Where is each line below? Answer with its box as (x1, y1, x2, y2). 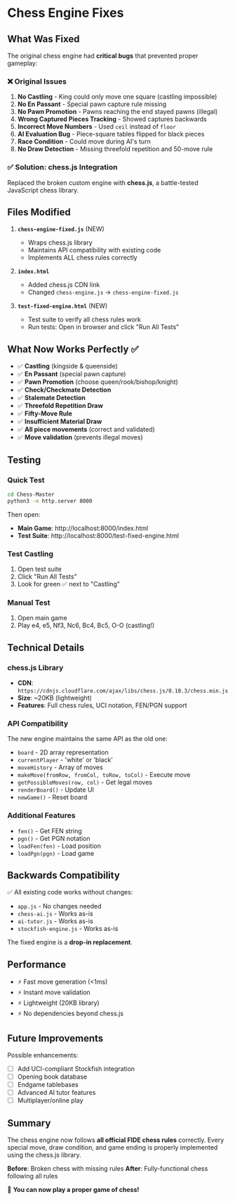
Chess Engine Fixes (7, 5, 124, 21)
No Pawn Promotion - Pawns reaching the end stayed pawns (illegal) (17, 108, 218, 116)
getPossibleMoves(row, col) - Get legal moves (17, 778, 153, 787)
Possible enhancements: (7, 1051, 79, 1059)
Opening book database (17, 1072, 88, 1081)
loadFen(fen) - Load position (17, 842, 102, 850)
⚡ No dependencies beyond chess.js (17, 1009, 124, 1017)
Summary (7, 1117, 51, 1129)
